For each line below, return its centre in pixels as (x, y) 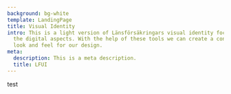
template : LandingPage (40, 20)
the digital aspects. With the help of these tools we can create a (113, 39)
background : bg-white (38, 13)
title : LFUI (31, 64)
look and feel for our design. (58, 45)
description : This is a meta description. (75, 58)
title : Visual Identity (41, 26)
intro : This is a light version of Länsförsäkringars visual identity (110, 33)
